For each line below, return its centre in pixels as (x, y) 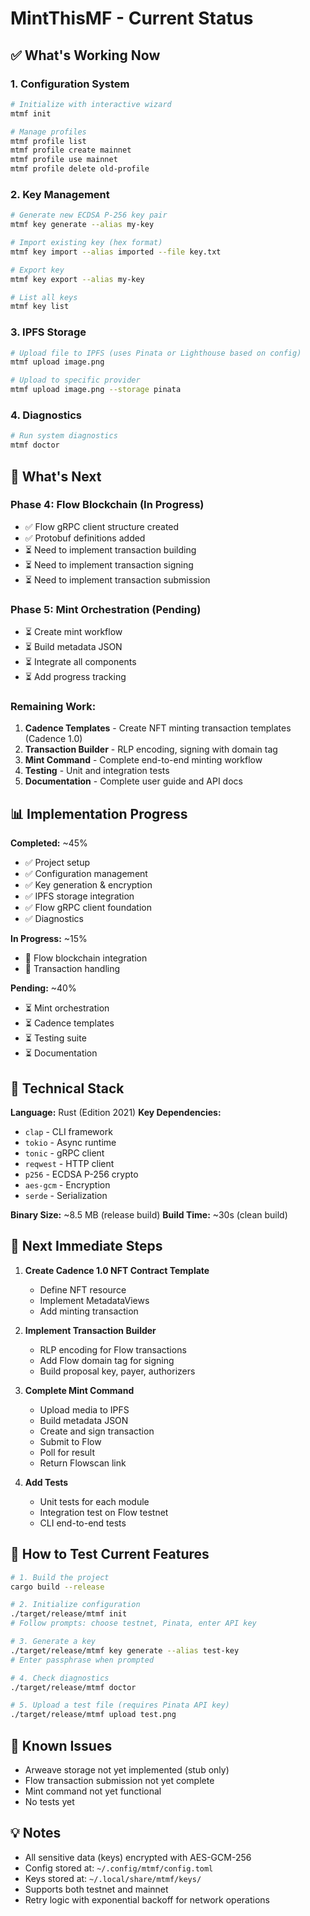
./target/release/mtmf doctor (73, 1687)
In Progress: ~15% (49, 939)
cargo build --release (57, 1587)
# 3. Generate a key (53, 1642)
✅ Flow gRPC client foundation (88, 908)
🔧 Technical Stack (67, 1088)
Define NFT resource (83, 1289)
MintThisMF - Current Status (132, 18)
